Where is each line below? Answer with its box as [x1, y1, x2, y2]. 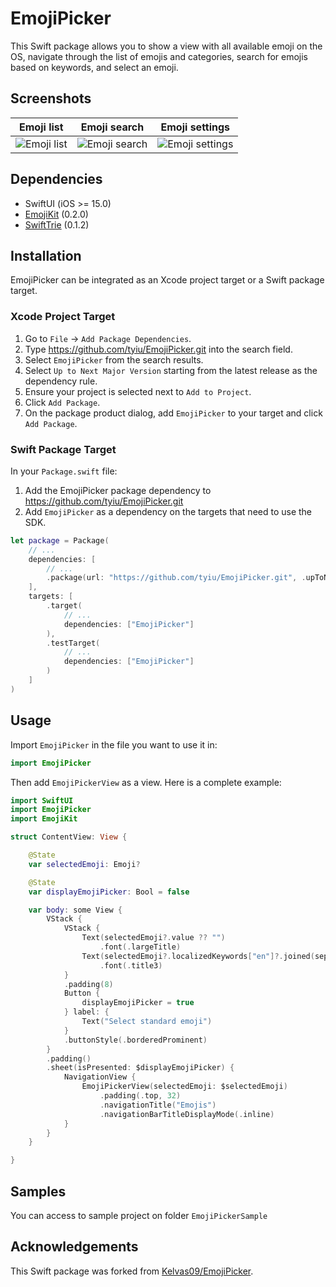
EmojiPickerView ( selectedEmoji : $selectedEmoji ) [81, 1082, 288, 1092]
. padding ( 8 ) [63, 979, 114, 989]
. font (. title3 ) [99, 960, 163, 971]
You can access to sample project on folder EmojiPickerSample [10, 1209, 268, 1221]
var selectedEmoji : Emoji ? [28, 859, 141, 869]
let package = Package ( [10, 535, 110, 546]
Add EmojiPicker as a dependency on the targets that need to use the [24, 505, 313, 517]
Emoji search [80, 120, 145, 134]
